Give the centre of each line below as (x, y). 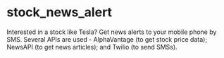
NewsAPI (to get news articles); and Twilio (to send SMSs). (92, 47)
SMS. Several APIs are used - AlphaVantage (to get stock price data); (107, 39)
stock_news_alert (60, 12)
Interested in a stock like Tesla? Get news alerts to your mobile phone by (112, 32)
